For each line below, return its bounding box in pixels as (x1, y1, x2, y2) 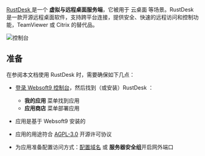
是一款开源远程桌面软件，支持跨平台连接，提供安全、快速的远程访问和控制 (6, 13, 193, 21)
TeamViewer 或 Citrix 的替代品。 (16, 21, 98, 28)
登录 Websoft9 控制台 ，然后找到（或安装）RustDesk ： (15, 83, 154, 91)
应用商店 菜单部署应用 (24, 104, 80, 112)
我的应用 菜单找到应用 (24, 97, 80, 104)
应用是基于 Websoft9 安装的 (15, 117, 86, 124)
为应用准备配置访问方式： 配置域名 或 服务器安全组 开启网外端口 (15, 143, 174, 151)
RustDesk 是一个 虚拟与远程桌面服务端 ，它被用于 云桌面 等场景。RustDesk (6, 6, 194, 13)
